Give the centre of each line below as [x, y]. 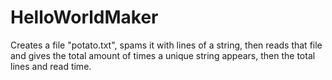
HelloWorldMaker [84, 17]
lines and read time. [51, 66]
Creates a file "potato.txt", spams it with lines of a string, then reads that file [166, 45]
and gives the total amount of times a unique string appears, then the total [163, 55]
